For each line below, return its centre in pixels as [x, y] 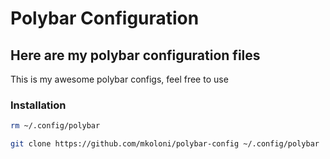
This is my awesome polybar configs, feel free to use [119, 79]
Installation [38, 105]
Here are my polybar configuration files [135, 55]
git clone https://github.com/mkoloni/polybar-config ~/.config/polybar [165, 144]
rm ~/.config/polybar [55, 126]
